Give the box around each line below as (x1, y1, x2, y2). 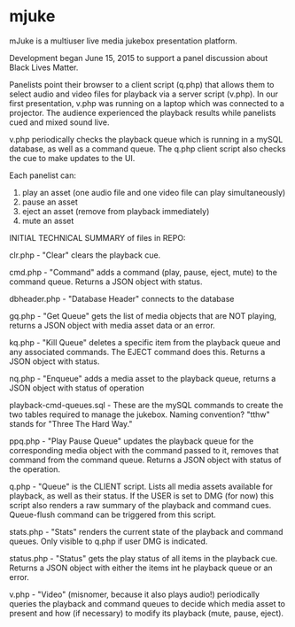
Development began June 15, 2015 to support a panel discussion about (9, 52, 268, 63)
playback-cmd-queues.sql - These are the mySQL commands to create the (9, 399, 283, 410)
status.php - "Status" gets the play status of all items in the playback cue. (9, 553, 278, 563)
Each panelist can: (9, 170, 77, 181)
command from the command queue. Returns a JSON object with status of (9, 454, 282, 465)
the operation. (9, 463, 60, 475)
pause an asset (21, 197, 78, 207)
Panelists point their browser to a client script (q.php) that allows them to (9, 79, 275, 89)
